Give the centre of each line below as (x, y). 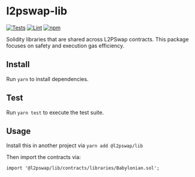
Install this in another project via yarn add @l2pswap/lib (75, 146)
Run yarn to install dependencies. (47, 79)
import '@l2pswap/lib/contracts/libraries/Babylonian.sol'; (83, 168)
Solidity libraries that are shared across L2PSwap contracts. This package (97, 39)
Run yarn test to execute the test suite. (55, 112)
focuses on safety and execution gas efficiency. (65, 46)
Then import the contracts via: (43, 157)
